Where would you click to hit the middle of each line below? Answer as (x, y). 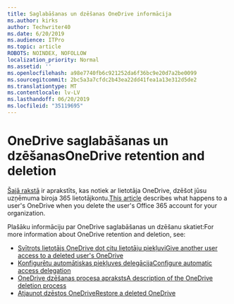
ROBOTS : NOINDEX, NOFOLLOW (47, 54)
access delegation (44, 270)
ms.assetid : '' (30, 66)
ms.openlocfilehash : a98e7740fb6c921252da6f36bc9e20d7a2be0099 (102, 73)
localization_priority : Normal (53, 60)
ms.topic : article (34, 47)
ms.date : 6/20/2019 (36, 34)
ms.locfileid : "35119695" (45, 106)
